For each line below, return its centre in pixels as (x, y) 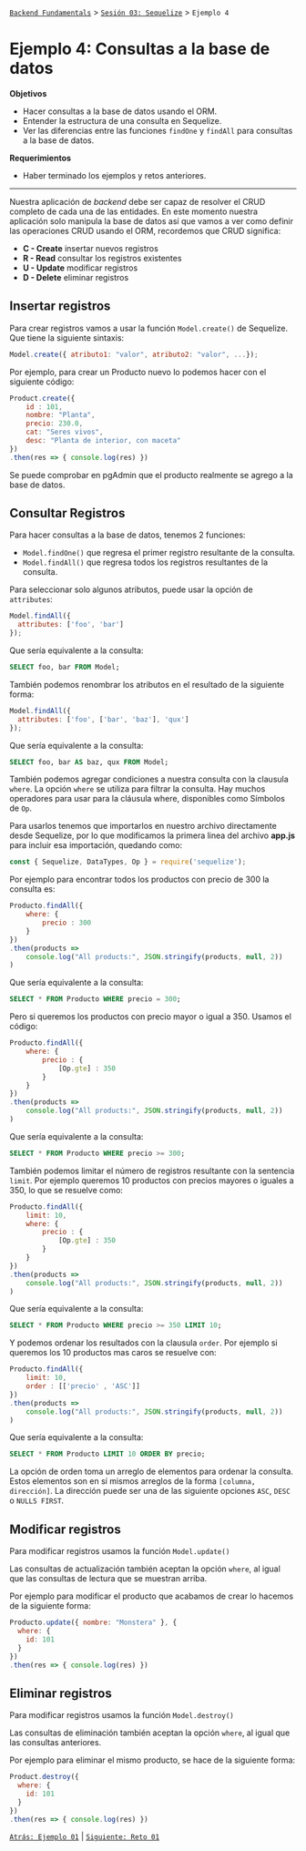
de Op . (21, 808)
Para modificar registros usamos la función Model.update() (120, 1551)
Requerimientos (40, 158)
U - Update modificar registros (80, 268)
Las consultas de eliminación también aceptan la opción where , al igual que (150, 1733)
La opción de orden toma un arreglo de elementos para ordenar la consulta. (152, 1472)
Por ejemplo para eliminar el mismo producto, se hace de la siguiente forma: (153, 1760)
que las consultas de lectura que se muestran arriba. (108, 1579)
